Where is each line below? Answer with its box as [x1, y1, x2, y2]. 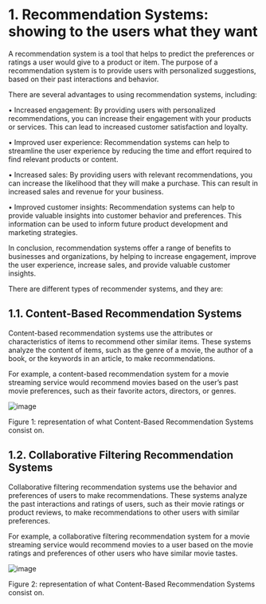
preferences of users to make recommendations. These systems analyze [8, 490, 248, 500]
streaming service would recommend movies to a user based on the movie [8, 539, 253, 549]
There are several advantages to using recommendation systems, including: [8, 89, 257, 99]
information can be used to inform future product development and [8, 219, 229, 229]
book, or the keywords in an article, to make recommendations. [8, 353, 216, 363]
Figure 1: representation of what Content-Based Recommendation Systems [8, 417, 254, 426]
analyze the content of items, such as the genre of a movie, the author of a [8, 345, 253, 355]
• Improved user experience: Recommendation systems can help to [8, 137, 230, 147]
